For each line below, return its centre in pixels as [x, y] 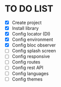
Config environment [32, 39]
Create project [27, 22]
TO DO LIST [29, 9]
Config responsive [31, 56]
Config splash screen [34, 51]
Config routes [26, 62]
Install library [25, 28]
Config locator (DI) [31, 34]
